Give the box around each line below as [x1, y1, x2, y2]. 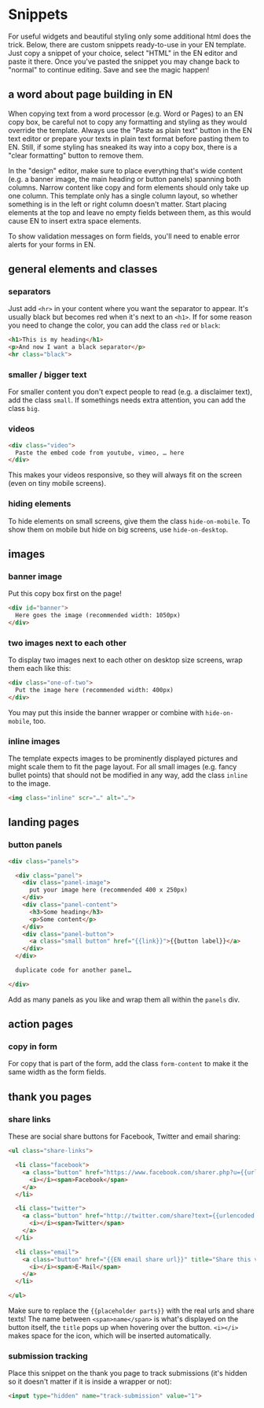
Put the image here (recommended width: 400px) [15, 687, 174, 695]
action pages [8, 1017, 74, 1031]
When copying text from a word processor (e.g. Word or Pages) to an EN [8, 109, 244, 118]
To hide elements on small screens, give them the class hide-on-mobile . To [8, 516, 251, 525]
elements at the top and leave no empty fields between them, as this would [8, 207, 251, 217]
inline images [8, 735, 60, 747]
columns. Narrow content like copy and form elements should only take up [8, 183, 249, 192]
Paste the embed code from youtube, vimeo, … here [15, 449, 185, 457]
